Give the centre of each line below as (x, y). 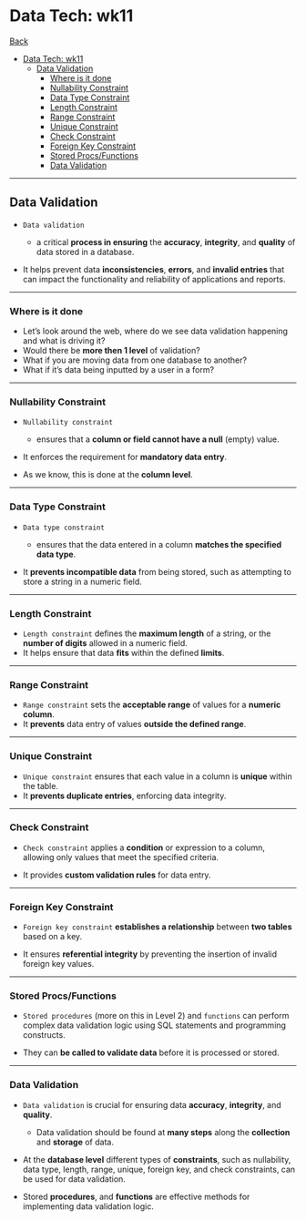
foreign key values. (58, 964)
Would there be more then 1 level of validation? (111, 351)
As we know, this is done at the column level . (107, 475)
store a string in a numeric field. (82, 581)
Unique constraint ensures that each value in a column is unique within (158, 776)
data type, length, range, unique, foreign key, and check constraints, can (159, 1169)
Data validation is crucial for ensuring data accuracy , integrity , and (152, 1104)
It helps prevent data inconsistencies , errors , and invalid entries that (153, 269)
